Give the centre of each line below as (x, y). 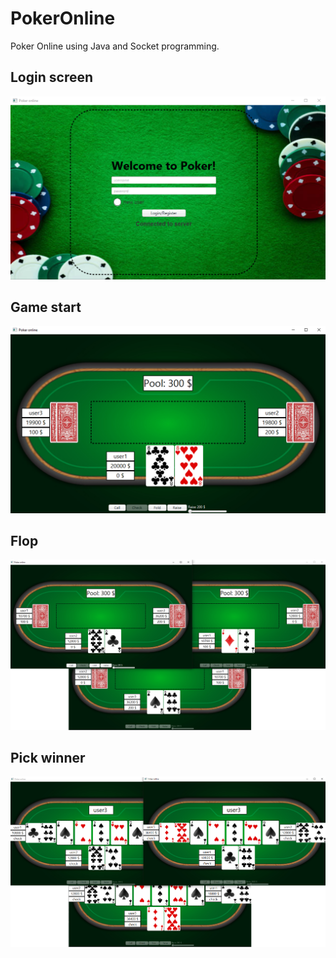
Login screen (52, 77)
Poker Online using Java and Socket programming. (115, 46)
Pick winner (48, 758)
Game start (46, 307)
